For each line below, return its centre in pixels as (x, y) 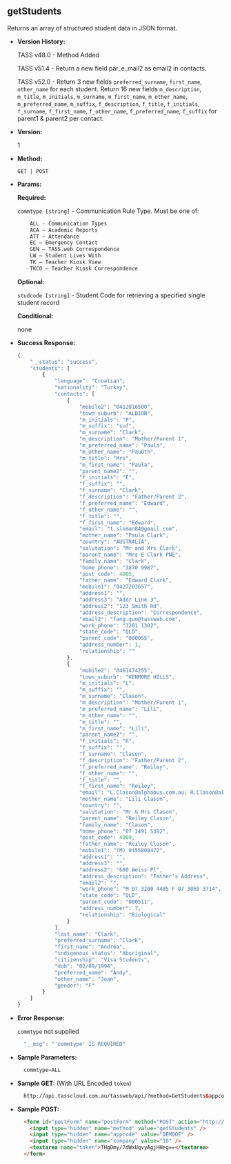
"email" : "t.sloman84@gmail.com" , (129, 529)
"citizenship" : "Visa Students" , (102, 960)
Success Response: (46, 342)
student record (38, 302)
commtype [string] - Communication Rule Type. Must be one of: (108, 211)
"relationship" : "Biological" (122, 915)
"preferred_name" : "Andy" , (93, 972)
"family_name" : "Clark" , (114, 561)
